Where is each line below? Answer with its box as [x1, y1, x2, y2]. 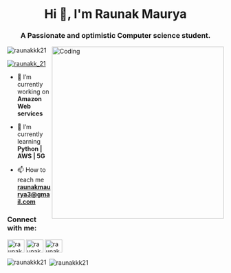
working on [16, 87, 49, 96]
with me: [7, 223, 37, 233]
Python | [16, 144, 43, 153]
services [16, 109, 43, 118]
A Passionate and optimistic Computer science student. [20, 31, 211, 41]
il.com [16, 197, 36, 206]
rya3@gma [16, 190, 50, 199]
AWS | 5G [16, 152, 45, 160]
